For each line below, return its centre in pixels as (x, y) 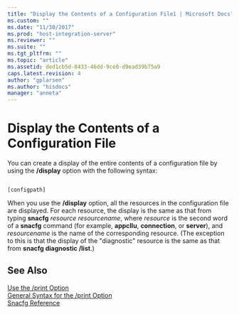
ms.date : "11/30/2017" (41, 27)
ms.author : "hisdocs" (39, 87)
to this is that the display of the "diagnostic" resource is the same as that (114, 241)
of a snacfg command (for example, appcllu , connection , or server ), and (115, 226)
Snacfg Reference (34, 303)
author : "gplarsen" (36, 80)
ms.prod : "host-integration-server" (62, 34)
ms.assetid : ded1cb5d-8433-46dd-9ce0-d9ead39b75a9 (84, 67)
